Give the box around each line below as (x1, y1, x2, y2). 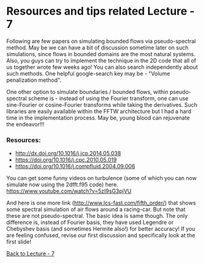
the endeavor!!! (6, 120, 45, 128)
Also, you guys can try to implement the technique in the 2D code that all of (6, 57, 197, 64)
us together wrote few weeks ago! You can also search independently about (6, 63, 199, 71)
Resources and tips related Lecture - (6, 4, 195, 18)
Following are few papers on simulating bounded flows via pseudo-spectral (6, 37, 196, 45)
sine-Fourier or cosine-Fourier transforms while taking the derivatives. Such (6, 101, 197, 108)
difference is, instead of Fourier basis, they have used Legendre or (6, 218, 174, 226)
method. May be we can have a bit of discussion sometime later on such (6, 44, 189, 51)
